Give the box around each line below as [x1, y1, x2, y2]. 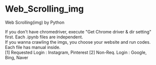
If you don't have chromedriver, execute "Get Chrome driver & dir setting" [5, 29, 152, 34]
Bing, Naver [5, 54, 28, 60]
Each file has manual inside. [5, 44, 61, 50]
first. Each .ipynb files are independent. [5, 34, 84, 40]
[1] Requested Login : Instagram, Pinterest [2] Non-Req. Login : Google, [5, 49, 147, 55]
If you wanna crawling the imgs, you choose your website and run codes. [5, 39, 151, 45]
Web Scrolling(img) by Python [5, 19, 65, 25]
